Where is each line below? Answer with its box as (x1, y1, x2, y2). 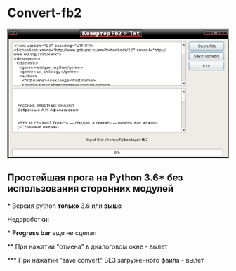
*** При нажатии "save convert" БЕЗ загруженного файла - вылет (7, 256, 204, 264)
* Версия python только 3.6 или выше (7, 201, 122, 210)
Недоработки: (7, 215, 50, 223)
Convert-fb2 (7, 5, 82, 21)
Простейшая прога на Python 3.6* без (7, 172, 183, 184)
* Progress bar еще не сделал (7, 228, 97, 237)
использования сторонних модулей (7, 183, 174, 194)
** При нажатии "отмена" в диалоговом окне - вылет (7, 242, 168, 251)
